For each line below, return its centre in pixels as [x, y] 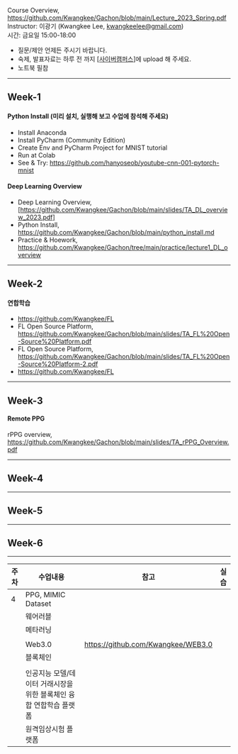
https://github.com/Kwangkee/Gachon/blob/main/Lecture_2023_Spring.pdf [117, 18]
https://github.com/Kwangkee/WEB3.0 [148, 645]
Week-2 [25, 284]
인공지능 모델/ [47, 673]
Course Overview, [34, 10]
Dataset [38, 604]
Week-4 [25, 478]
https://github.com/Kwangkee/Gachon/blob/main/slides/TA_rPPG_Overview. [118, 442]
